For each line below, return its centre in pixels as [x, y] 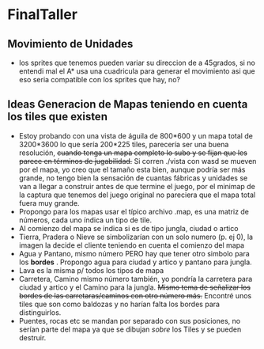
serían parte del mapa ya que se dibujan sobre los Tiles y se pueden [130, 329]
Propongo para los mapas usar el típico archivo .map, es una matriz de [134, 211]
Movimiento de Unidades [70, 44]
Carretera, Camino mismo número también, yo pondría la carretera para [136, 279]
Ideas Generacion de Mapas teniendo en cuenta [128, 104]
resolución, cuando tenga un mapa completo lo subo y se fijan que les [133, 153]
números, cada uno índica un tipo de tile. [85, 220]
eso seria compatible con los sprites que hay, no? [100, 80]
